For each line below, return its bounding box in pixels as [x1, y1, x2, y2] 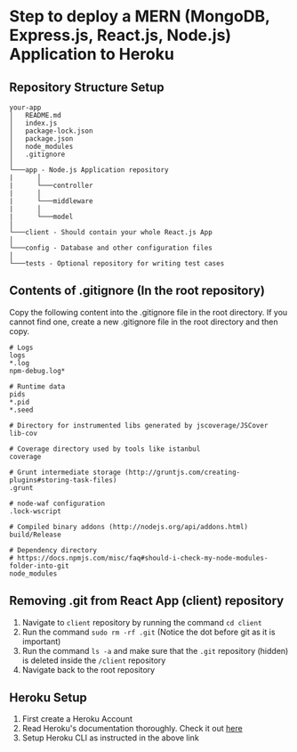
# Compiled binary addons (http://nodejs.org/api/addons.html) [9, 522, 249, 531]
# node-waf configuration [9, 499, 105, 508]
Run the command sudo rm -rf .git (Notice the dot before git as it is [21, 626, 276, 637]
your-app [9, 103, 42, 112]
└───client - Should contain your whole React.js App [9, 228, 213, 237]
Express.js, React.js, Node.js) [9, 25, 232, 45]
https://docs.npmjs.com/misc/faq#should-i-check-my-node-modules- [17, 553, 269, 562]
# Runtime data [9, 381, 66, 391]
